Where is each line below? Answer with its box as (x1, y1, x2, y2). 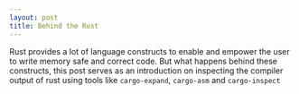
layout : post (9, 13, 59, 22)
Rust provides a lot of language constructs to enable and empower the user (9, 46, 291, 56)
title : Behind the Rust (9, 21, 99, 30)
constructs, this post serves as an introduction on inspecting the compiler (9, 64, 284, 76)
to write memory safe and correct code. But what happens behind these (9, 56, 278, 66)
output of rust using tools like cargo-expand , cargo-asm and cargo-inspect (9, 74, 281, 85)
